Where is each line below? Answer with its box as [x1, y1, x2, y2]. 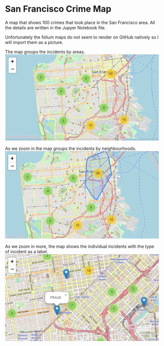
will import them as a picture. [5, 39, 63, 45]
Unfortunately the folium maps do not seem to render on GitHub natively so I [5, 34, 159, 40]
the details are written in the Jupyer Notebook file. [5, 24, 106, 30]
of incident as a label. [5, 249, 48, 255]
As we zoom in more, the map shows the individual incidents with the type [5, 244, 155, 249]
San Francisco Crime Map [5, 3, 111, 15]
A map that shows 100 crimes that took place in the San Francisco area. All [5, 20, 155, 25]
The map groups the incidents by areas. [5, 49, 85, 55]
